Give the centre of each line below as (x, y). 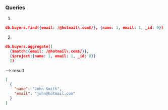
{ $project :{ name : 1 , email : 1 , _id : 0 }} (53, 56)
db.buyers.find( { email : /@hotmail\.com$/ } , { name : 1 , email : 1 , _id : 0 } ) (85, 28)
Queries (15, 8)
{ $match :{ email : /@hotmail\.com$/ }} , (49, 51)
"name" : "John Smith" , (38, 89)
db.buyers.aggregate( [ (29, 47)
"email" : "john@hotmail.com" (45, 94)
